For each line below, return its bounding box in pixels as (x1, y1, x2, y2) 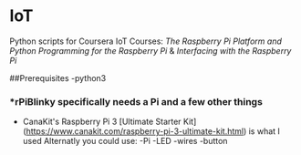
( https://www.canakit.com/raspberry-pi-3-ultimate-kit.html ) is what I (22, 126, 281, 137)
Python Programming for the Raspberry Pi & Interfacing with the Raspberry (9, 45, 292, 56)
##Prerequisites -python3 (9, 72, 107, 83)
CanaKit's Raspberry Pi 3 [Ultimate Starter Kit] (22, 116, 197, 128)
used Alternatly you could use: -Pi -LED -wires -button (22, 136, 228, 147)
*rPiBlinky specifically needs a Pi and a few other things (9, 95, 263, 108)
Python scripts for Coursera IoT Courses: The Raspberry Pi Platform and (9, 36, 283, 46)
